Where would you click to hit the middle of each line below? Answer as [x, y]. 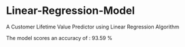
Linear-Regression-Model [71, 11]
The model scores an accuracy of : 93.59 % [60, 38]
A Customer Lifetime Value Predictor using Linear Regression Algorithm [93, 27]
